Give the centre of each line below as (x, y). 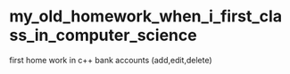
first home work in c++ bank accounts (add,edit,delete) (111, 60)
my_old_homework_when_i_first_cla (146, 16)
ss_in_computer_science (104, 35)
